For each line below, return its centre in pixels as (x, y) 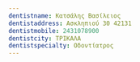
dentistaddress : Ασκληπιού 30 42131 (70, 23)
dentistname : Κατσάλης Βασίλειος (65, 16)
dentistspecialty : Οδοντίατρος (61, 46)
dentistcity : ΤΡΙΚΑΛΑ (45, 38)
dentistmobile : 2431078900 (54, 31)
